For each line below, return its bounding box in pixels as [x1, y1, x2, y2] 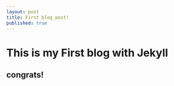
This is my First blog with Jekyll [6, 46, 169, 60]
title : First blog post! [6, 14, 69, 20]
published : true [6, 20, 47, 26]
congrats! [6, 70, 44, 80]
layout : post [6, 8, 39, 15]
